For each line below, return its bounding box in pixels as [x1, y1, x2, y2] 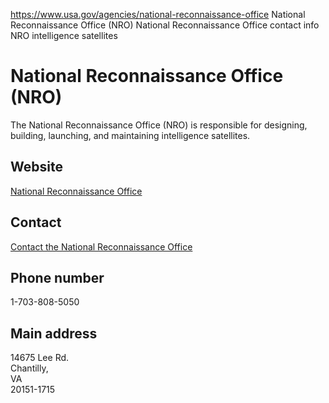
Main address [10, 325, 98, 342]
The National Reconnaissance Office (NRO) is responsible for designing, [10, 119, 308, 131]
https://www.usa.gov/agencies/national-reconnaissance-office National [10, 9, 306, 20]
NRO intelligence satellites [10, 30, 118, 41]
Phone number [10, 269, 105, 286]
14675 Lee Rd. [10, 352, 70, 364]
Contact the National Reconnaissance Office [10, 240, 193, 253]
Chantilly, [10, 362, 49, 374]
